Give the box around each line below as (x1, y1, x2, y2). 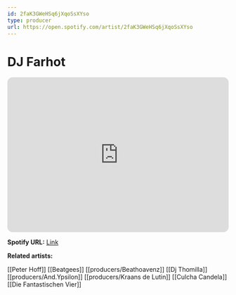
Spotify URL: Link (7, 238, 59, 246)
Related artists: (7, 251, 53, 261)
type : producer (7, 17, 52, 24)
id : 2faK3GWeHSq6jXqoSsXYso (7, 10, 90, 18)
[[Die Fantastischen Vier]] (7, 280, 82, 289)
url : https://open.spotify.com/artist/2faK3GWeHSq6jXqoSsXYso (7, 23, 193, 30)
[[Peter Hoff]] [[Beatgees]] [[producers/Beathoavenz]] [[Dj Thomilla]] (7, 265, 208, 274)
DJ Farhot (7, 54, 66, 70)
